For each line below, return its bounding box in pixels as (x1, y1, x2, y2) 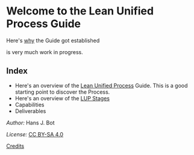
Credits (6, 142, 25, 150)
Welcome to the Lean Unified (6, 4, 154, 18)
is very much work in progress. (6, 48, 83, 55)
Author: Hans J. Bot (6, 119, 55, 126)
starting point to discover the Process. (14, 88, 110, 96)
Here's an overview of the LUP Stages (14, 94, 110, 102)
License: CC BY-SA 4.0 (6, 130, 64, 138)
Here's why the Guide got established (6, 37, 100, 44)
